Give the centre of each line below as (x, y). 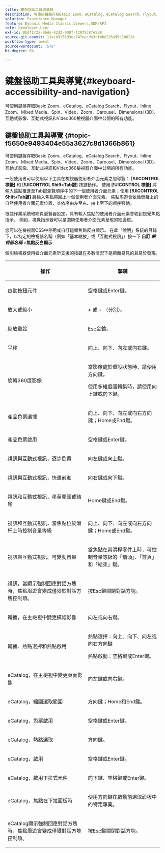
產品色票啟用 (23, 440)
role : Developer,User (27, 28)
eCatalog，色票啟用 (30, 721)
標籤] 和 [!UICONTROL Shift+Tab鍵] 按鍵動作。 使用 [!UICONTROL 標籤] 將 (81, 185)
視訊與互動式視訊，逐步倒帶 (40, 459)
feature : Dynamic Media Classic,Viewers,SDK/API (56, 23)
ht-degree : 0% (20, 51)
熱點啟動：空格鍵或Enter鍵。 (121, 656)
